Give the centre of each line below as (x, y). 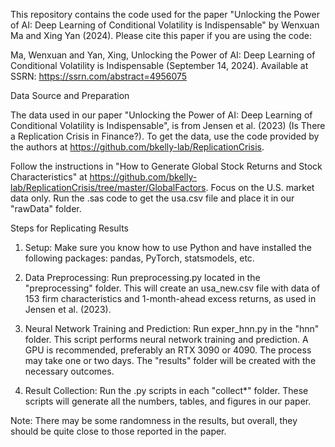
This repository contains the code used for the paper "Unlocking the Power (165, 14)
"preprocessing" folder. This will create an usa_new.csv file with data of (172, 288)
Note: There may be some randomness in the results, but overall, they (154, 420)
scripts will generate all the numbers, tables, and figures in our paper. (168, 401)
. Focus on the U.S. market (260, 187)
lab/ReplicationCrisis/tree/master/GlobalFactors (108, 187)
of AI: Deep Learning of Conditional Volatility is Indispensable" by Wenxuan (165, 25)
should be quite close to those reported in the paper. (118, 431)
